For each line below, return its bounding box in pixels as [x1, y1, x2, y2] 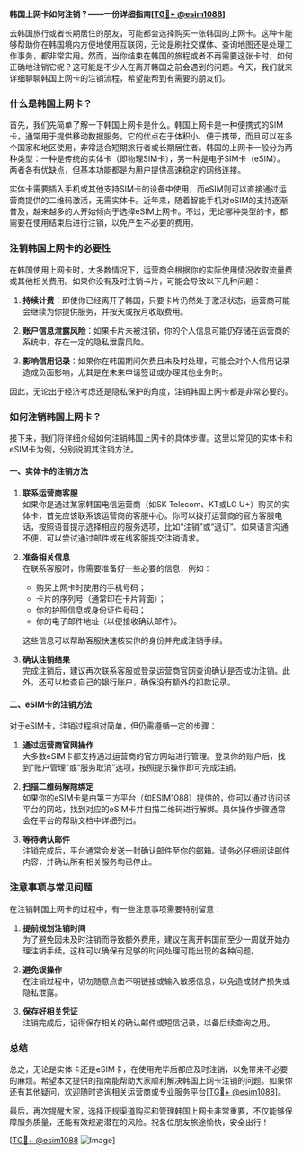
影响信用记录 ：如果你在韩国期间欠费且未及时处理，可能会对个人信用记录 [22, 355, 290, 366]
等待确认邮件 [22, 834, 70, 845]
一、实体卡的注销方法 [9, 466, 88, 477]
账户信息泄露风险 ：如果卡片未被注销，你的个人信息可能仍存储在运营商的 [22, 325, 290, 335]
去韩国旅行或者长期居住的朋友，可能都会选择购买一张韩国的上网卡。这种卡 [9, 28, 285, 39]
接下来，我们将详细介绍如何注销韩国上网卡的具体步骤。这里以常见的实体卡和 [9, 432, 293, 443]
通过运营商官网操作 [22, 739, 94, 750]
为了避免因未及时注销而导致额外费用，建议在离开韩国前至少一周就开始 [22, 934, 283, 944]
